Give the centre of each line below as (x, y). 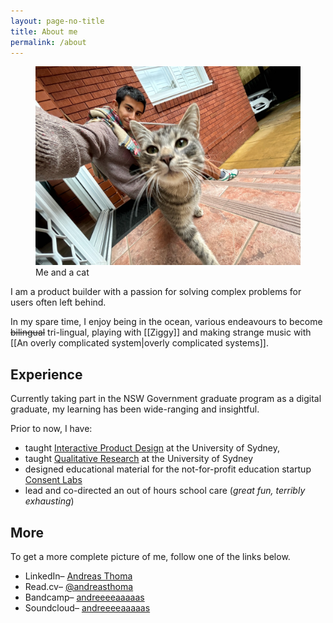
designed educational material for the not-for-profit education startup (168, 469)
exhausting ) (49, 501)
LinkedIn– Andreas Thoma (78, 576)
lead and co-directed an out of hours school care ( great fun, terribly (165, 491)
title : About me (44, 31)
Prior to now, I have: (51, 429)
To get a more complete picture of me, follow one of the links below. (150, 556)
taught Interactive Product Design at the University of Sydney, (152, 448)
